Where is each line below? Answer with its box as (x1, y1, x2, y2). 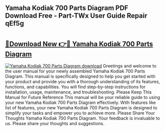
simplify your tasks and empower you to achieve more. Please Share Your (5, 110, 155, 116)
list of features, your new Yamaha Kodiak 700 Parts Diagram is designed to (5, 105, 158, 110)
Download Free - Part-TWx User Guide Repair (5, 12, 147, 20)
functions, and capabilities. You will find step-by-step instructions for (5, 84, 146, 90)
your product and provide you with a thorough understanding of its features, (5, 79, 161, 84)
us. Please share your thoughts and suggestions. (5, 121, 105, 126)
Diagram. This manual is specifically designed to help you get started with (5, 73, 156, 79)
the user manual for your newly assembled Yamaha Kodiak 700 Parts (5, 68, 146, 74)
